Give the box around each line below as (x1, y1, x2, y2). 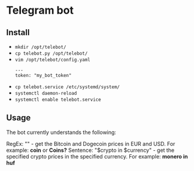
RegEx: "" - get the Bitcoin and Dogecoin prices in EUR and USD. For (6, 140, 175, 147)
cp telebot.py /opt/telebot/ (14, 51, 88, 57)
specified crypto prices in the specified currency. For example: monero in (6, 153, 189, 160)
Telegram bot (6, 4, 74, 17)
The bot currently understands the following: (6, 129, 117, 136)
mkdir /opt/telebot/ (14, 44, 66, 50)
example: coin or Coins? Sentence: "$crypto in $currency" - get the (6, 147, 175, 154)
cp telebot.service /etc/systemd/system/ (14, 84, 120, 90)
